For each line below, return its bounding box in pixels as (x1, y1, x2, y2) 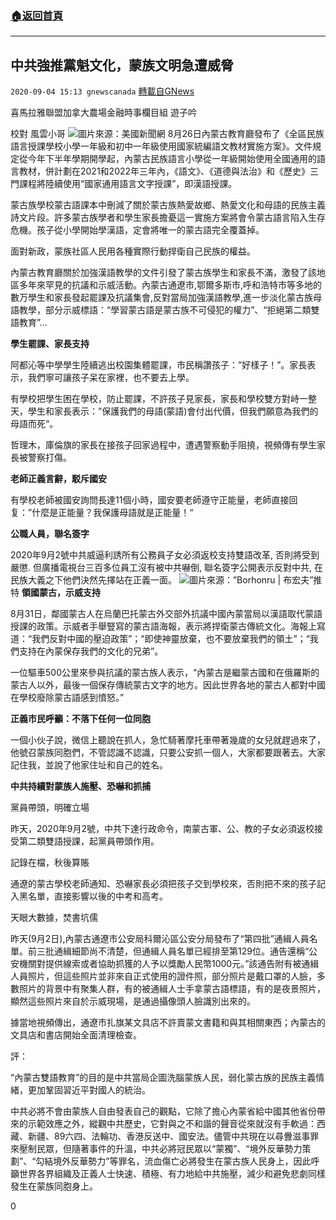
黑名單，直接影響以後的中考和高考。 (18, 890, 168, 902)
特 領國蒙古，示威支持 (10, 587, 101, 599)
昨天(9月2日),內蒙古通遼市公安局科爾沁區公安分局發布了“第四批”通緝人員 (10, 933, 310, 945)
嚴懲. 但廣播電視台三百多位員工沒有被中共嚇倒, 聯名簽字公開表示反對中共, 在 (10, 562, 323, 574)
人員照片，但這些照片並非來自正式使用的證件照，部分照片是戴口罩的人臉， (10, 970, 317, 982)
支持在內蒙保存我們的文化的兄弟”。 (18, 645, 164, 657)
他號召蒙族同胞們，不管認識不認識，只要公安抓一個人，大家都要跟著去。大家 (10, 747, 326, 759)
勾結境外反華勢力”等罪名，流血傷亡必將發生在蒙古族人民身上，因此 (35, 1155, 312, 1167)
